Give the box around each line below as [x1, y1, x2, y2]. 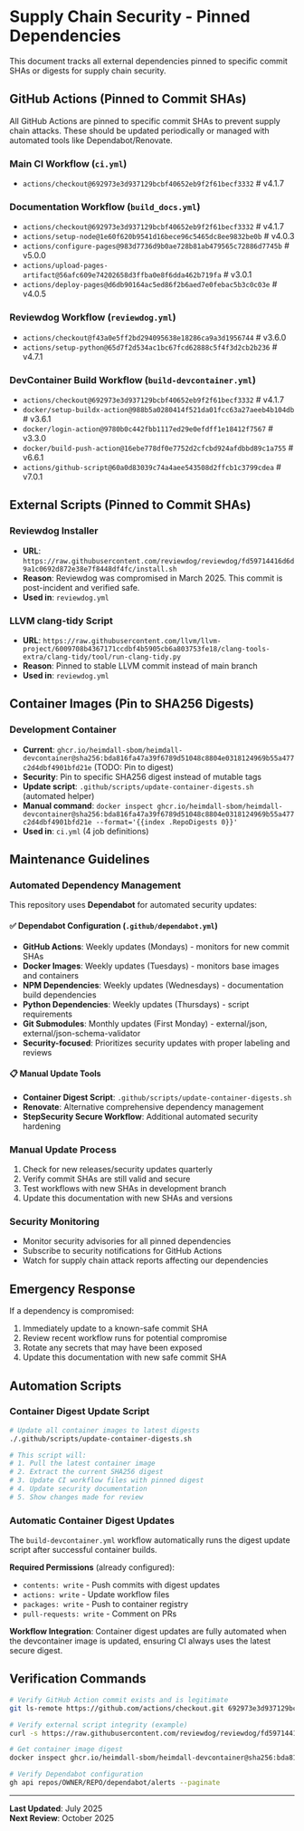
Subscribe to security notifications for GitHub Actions [22, 1246, 223, 1257]
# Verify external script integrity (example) [9, 1720, 188, 1730]
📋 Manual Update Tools [9, 1068, 101, 1079]
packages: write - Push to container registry [22, 1599, 188, 1610]
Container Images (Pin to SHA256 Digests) [9, 696, 255, 712]
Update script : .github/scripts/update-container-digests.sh [22, 781, 254, 792]
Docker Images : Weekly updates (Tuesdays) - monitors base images [22, 960, 280, 971]
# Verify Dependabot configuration [9, 1769, 144, 1779]
